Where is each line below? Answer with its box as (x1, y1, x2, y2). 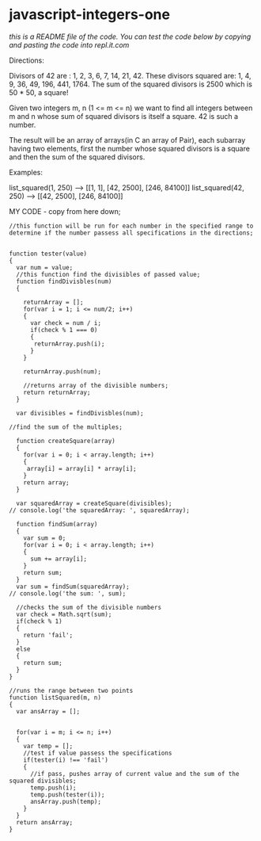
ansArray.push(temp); (29, 797, 102, 805)
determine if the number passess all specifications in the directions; (9, 228, 254, 237)
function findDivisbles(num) (16, 277, 112, 285)
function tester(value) (9, 250, 88, 258)
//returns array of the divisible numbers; (23, 381, 169, 389)
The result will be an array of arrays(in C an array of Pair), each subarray (9, 135, 246, 144)
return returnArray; (23, 388, 91, 396)
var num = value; (16, 263, 74, 271)
